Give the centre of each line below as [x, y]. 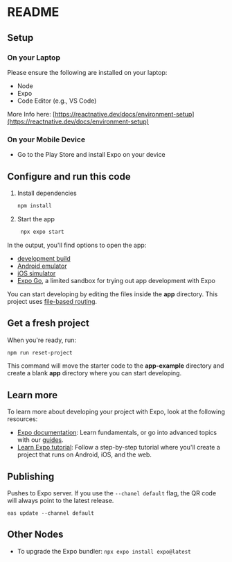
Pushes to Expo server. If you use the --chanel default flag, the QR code [112, 493]
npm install [34, 205]
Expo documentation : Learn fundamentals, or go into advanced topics [117, 433]
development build [44, 258]
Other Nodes [35, 535]
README [33, 12]
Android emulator [42, 266]
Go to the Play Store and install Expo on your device [91, 155]
